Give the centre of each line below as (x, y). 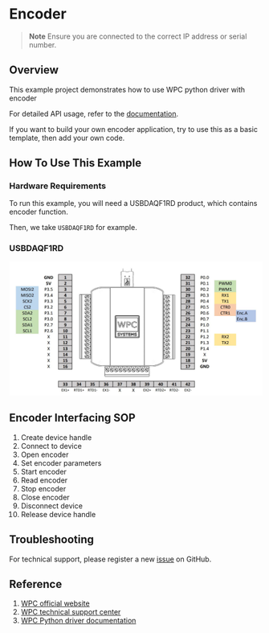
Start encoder (44, 471)
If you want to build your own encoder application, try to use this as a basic (133, 129)
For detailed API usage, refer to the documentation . (94, 113)
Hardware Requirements (58, 186)
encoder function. (39, 212)
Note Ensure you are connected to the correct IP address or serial (138, 36)
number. (43, 44)
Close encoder (45, 497)
